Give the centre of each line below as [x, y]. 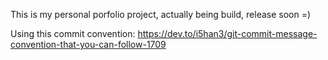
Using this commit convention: [73, 33]
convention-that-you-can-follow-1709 [88, 44]
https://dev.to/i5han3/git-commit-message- [227, 33]
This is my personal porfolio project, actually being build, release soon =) [161, 14]
